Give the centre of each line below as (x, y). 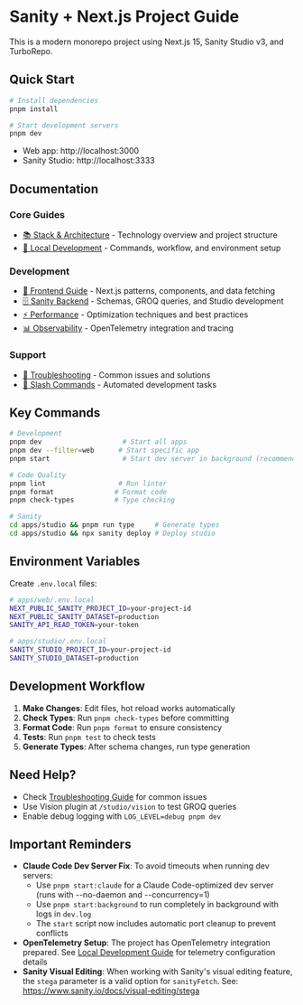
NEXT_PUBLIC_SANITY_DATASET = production (84, 616)
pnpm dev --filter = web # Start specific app (105, 451)
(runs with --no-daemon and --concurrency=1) (123, 895)
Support (28, 355)
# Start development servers (64, 125)
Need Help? (43, 775)
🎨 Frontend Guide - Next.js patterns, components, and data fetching (149, 291)
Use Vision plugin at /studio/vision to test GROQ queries (129, 806)
